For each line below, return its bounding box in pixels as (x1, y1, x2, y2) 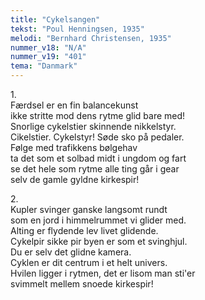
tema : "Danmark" (10, 61, 78, 71)
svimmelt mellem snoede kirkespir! (10, 278, 154, 290)
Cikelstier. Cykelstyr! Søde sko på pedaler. (10, 131, 185, 143)
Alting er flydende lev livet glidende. (10, 225, 159, 236)
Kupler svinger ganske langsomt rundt (10, 204, 168, 215)
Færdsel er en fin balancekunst (10, 99, 139, 111)
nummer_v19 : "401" (10, 52, 87, 62)
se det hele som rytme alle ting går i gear (10, 163, 180, 175)
